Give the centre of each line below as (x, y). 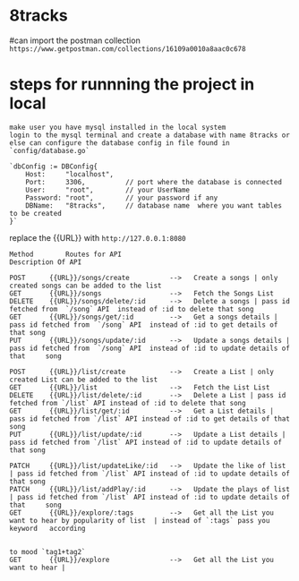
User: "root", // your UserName (108, 190)
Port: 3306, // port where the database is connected (154, 182)
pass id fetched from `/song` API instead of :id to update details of (150, 348)
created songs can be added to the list (86, 286)
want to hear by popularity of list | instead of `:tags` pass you (140, 520)
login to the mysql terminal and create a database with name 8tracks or (150, 135)
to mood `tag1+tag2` (48, 551)
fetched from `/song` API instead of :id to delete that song (132, 309)
